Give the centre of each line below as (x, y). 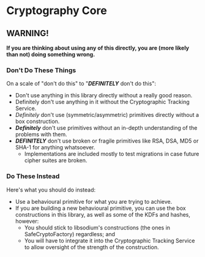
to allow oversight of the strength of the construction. (91, 247)
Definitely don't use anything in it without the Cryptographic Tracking (102, 102)
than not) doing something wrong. (51, 54)
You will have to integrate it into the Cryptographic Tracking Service (110, 240)
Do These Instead (33, 176)
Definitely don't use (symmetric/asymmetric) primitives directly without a (107, 115)
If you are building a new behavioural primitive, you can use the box (100, 208)
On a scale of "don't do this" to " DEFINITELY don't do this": (81, 84)
